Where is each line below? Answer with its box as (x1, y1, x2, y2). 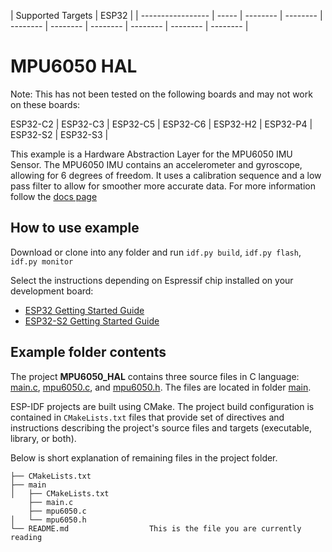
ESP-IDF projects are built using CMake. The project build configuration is (10, 400, 315, 412)
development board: (10, 285, 94, 297)
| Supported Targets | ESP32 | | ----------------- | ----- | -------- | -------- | (10, 10, 323, 21)
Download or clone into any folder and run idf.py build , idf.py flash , (10, 246, 302, 258)
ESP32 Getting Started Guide (24, 304, 145, 316)
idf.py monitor (10, 256, 74, 267)
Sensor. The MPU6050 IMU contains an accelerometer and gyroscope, (10, 158, 303, 170)
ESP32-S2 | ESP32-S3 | (10, 128, 109, 140)
